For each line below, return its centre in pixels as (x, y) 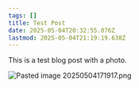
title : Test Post (37, 23)
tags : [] (23, 15)
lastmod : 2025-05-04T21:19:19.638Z (67, 38)
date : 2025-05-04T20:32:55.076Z (62, 30)
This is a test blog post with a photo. (68, 60)
